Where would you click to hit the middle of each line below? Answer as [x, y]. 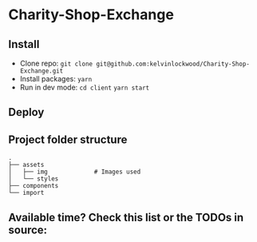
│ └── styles [34, 179]
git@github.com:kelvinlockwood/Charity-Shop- [172, 64]
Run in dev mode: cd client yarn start [85, 87]
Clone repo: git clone [56, 63]
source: [28, 230]
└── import [26, 193]
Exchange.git [42, 71]
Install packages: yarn [56, 79]
